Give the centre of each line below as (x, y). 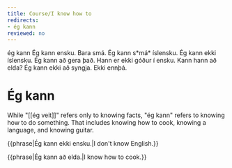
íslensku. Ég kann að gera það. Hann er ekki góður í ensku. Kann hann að (112, 61)
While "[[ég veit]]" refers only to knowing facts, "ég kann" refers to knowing (116, 115)
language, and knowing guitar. (51, 130)
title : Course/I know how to (49, 14)
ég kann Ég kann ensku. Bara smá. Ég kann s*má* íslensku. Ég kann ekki (112, 53)
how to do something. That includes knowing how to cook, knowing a (107, 123)
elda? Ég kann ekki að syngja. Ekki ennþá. (67, 68)
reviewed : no (26, 33)
